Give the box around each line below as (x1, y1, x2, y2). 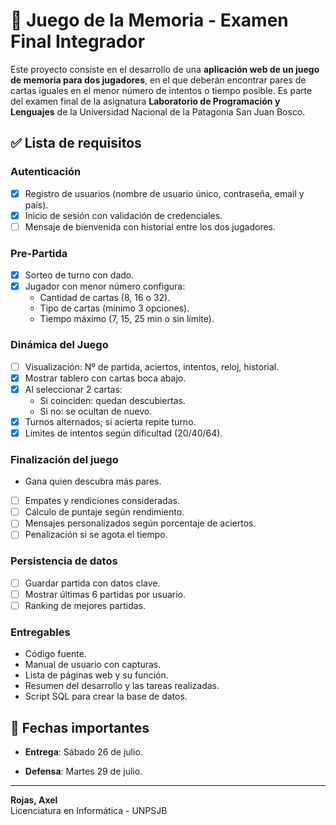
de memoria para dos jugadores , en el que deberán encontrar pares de (10, 74, 307, 86)
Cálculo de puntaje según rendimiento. (24, 506, 185, 518)
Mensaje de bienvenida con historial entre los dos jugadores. (24, 220, 277, 233)
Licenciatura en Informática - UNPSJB (10, 804, 168, 816)
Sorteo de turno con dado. (24, 269, 135, 281)
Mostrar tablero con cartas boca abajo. (24, 372, 187, 384)
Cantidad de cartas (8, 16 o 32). (39, 292, 171, 304)
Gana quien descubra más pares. (24, 475, 162, 488)
